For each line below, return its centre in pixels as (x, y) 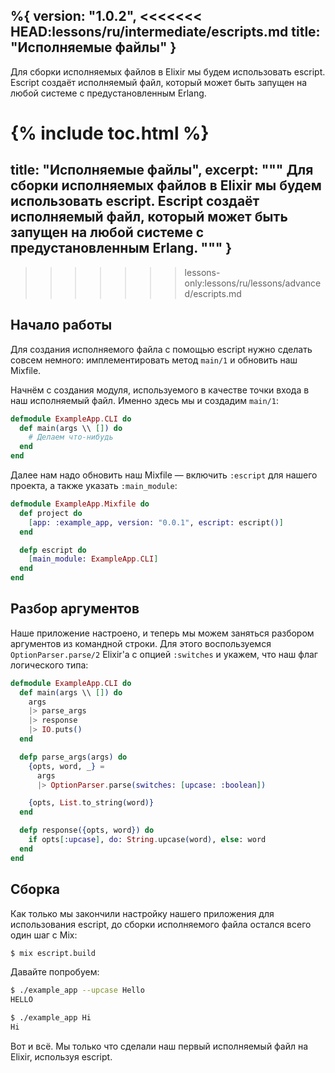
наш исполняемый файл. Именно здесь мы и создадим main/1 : (144, 400)
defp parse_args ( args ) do (73, 757)
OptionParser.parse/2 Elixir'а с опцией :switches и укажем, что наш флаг (164, 654)
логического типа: (49, 665)
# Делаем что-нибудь (71, 437)
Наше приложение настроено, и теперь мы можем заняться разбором (162, 633)
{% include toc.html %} (110, 133)
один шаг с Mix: (44, 935)
